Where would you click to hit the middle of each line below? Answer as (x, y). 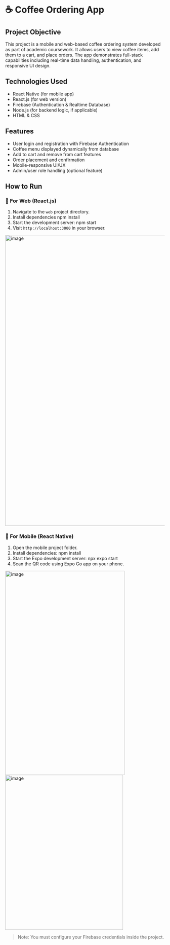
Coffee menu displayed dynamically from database (66, 149)
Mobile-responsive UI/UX (39, 165)
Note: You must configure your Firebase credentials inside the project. (91, 937)
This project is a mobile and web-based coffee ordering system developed (83, 44)
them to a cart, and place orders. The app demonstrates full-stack (74, 55)
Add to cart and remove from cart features (57, 154)
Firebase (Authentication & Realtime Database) (61, 104)
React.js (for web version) (39, 99)
